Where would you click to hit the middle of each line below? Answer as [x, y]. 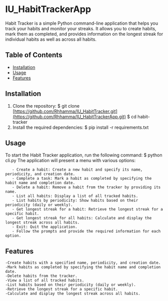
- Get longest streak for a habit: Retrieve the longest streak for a [88, 209]
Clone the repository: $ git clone [46, 106]
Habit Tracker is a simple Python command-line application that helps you [82, 23]
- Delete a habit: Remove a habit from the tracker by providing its [86, 187]
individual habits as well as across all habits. [51, 39]
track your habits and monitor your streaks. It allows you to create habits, [81, 28]
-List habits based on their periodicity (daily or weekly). [71, 285]
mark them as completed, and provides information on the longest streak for [84, 34]
